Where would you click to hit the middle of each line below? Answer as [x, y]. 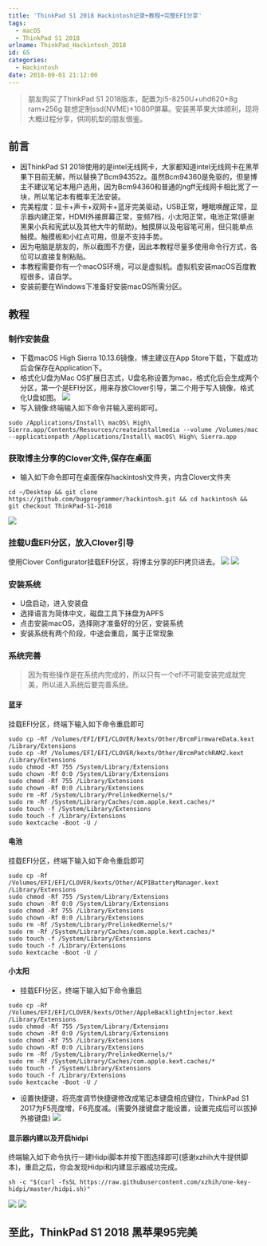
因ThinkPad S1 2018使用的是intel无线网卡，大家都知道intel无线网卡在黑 [136, 167]
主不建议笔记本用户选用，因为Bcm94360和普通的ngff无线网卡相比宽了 [135, 187]
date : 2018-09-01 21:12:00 [53, 75]
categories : [28, 61]
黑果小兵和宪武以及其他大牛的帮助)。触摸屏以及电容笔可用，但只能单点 [136, 227]
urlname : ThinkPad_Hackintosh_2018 [67, 45]
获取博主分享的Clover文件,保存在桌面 [80, 458]
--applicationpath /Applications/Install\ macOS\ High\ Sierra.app [123, 437]
